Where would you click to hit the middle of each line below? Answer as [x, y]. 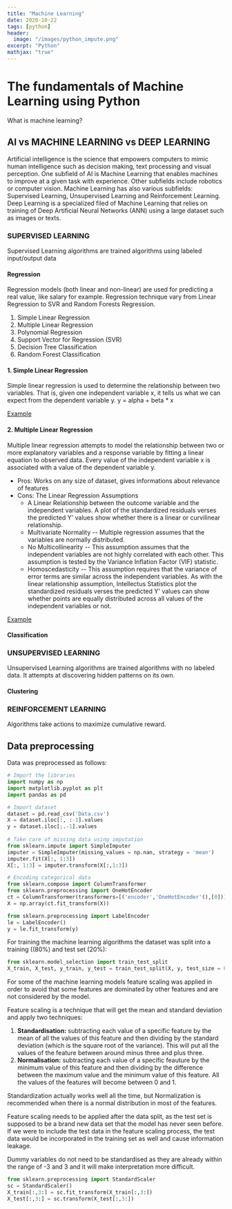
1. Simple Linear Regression [48, 370]
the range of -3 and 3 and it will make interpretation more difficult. [101, 1167]
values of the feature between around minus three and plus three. [110, 1053]
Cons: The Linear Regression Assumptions [78, 495]
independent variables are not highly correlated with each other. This [126, 554]
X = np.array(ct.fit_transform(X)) [58, 903]
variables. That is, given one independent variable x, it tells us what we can [114, 393]
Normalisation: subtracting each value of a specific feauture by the [113, 1060]
